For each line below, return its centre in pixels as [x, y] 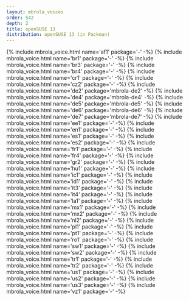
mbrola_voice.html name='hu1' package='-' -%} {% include [81, 169]
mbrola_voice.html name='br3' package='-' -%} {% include [81, 65]
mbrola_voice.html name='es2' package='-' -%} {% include [81, 143]
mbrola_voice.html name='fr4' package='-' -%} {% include [80, 155]
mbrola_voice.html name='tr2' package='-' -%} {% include [80, 266]
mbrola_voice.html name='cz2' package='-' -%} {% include [81, 84]
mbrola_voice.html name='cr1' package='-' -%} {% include [80, 78]
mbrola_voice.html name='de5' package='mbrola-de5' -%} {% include [94, 104]
